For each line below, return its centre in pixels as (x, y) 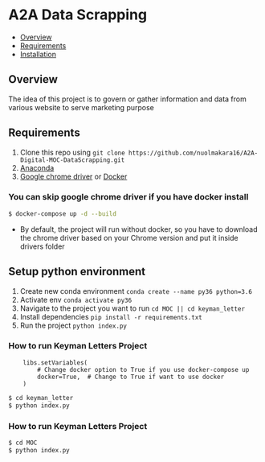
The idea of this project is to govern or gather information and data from (127, 99)
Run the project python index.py (73, 325)
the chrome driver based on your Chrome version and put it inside (129, 237)
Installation (38, 54)
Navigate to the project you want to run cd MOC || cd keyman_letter (132, 308)
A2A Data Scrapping (77, 15)
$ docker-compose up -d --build (62, 214)
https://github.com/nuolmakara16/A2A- (193, 153)
